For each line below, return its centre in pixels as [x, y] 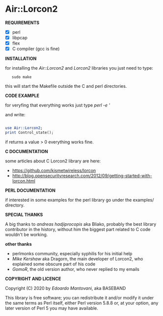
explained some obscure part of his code [54, 264]
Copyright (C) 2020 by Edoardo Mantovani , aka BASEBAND [66, 288]
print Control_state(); [29, 133]
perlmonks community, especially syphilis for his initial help [72, 253]
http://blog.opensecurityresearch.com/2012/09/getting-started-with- [82, 176]
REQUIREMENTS [22, 23]
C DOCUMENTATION [27, 151]
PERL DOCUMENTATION [30, 190]
